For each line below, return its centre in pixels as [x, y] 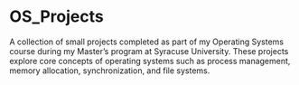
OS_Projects [56, 17]
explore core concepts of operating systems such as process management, [150, 61]
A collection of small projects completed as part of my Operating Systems [147, 42]
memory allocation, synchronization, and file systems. [110, 71]
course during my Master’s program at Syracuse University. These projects [149, 51]
